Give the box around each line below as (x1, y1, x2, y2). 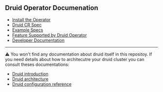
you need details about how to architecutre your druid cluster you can (5, 56, 145, 62)
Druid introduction (12, 71, 49, 77)
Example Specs (12, 27, 44, 33)
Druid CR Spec (12, 22, 42, 28)
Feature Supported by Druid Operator (12, 32, 87, 38)
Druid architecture (12, 76, 49, 82)
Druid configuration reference (12, 81, 72, 87)
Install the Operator (12, 16, 51, 22)
